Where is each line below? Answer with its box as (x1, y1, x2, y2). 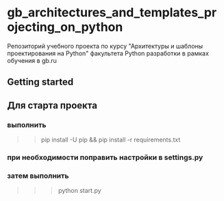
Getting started (7, 77, 74, 88)
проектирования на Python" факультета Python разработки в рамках (7, 49, 209, 57)
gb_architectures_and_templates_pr (7, 5, 217, 21)
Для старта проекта (7, 99, 98, 111)
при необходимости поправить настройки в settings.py (7, 152, 203, 162)
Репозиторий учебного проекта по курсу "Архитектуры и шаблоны (7, 42, 203, 50)
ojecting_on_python (7, 19, 123, 35)
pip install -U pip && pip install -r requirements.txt (40, 135, 181, 144)
